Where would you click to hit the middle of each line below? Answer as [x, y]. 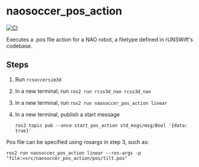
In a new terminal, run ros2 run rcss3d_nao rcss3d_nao [83, 91]
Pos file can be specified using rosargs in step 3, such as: [78, 142]
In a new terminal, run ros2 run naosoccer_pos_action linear [91, 102]
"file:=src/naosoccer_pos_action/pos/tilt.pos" [67, 158]
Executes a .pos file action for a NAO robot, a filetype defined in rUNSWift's [100, 39]
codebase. [20, 46]
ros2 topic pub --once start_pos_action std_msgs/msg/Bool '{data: [101, 125]
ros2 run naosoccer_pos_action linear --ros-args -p [74, 153]
